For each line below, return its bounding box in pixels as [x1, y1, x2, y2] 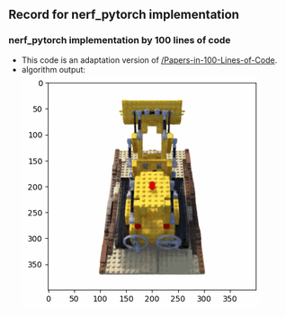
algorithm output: [21, 64, 86, 75]
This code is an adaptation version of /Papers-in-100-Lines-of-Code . [21, 54, 278, 66]
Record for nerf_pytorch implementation [8, 7, 240, 22]
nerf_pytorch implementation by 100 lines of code [8, 34, 231, 47]
